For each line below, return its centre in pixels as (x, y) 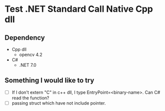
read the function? (30, 98)
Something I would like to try (49, 80)
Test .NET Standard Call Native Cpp (79, 9)
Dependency (25, 38)
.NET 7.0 (28, 65)
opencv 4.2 (31, 55)
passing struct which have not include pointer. (59, 103)
